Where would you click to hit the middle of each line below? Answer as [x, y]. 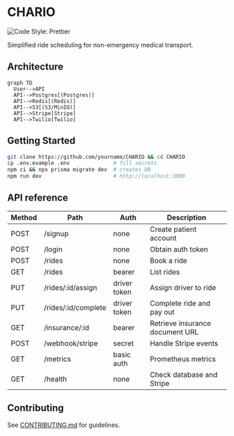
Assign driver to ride [183, 288]
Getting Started [41, 141]
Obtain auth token [179, 249]
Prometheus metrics [183, 359]
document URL [174, 332]
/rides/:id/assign [71, 288]
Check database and [184, 375]
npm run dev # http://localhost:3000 [96, 176]
